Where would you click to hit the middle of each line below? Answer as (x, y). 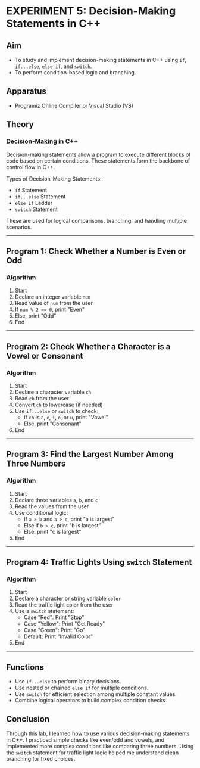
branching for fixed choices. (41, 758)
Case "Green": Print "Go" (54, 630)
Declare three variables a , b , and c (56, 500)
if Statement (31, 190)
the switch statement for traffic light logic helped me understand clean (93, 753)
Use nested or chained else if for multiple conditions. (82, 688)
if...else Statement (40, 196)
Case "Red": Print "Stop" (54, 617)
